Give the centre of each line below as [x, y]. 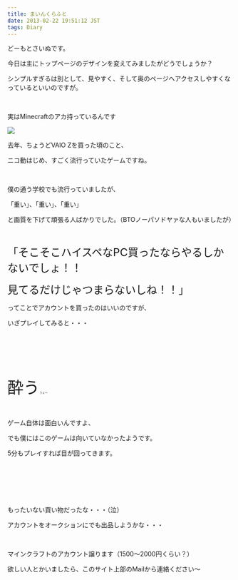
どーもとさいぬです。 [38, 49]
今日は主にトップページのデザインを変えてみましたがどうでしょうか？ [110, 63]
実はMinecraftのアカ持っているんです [62, 117]
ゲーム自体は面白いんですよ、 [51, 423]
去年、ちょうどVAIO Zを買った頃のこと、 [68, 145]
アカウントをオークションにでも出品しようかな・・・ [86, 525]
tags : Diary [25, 27]
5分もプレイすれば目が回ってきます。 [62, 453]
